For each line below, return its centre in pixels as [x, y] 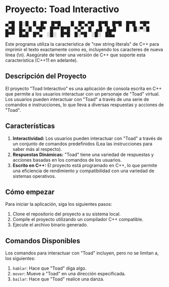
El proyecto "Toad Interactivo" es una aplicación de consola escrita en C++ [83, 88]
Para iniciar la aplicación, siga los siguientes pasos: [59, 204]
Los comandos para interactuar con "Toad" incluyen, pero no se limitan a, [82, 253]
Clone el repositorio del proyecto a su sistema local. [67, 214]
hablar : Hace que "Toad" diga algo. [50, 268]
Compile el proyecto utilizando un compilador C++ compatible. [78, 219]
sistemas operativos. [34, 176]
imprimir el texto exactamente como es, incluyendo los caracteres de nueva [84, 49]
